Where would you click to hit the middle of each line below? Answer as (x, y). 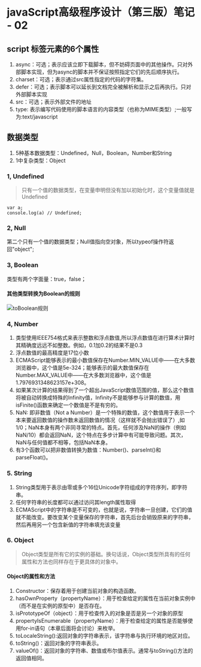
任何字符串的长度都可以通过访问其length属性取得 (76, 502)
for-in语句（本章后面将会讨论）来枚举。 (69, 628)
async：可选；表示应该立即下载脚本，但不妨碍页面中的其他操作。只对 (101, 64)
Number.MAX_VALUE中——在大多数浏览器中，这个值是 (83, 375)
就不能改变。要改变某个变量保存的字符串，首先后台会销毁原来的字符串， (104, 517)
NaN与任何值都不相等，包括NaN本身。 (63, 443)
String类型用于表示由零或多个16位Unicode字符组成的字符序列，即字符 (101, 487)
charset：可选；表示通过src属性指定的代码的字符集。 (81, 79)
